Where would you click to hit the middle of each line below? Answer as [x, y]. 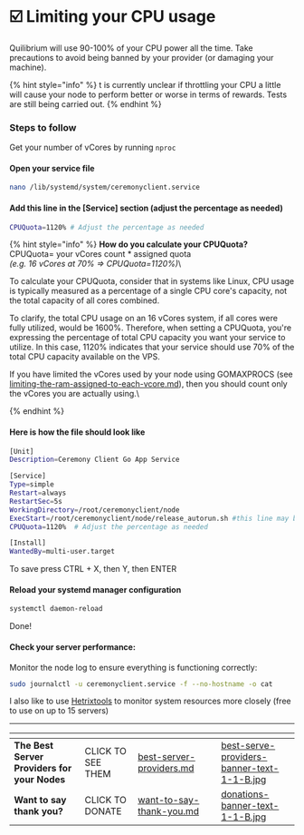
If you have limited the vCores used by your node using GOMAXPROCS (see [151, 374]
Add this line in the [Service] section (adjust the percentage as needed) [146, 208]
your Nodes [40, 780]
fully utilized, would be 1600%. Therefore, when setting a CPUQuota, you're [151, 328]
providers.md [166, 769]
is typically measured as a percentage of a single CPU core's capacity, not [148, 291]
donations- [245, 794]
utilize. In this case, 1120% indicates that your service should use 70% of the [152, 347]
